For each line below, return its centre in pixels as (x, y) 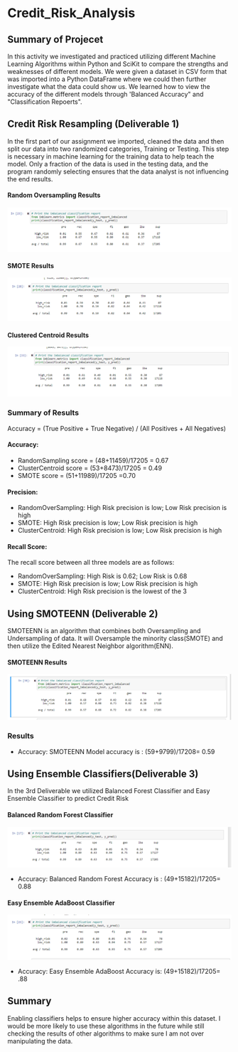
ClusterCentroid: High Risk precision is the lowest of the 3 (102, 591)
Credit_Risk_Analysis (71, 13)
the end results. (30, 179)
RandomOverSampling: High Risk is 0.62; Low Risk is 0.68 (102, 576)
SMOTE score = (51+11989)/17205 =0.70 (77, 475)
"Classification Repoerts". (45, 102)
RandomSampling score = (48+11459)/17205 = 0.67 (93, 460)
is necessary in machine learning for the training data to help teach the (111, 156)
